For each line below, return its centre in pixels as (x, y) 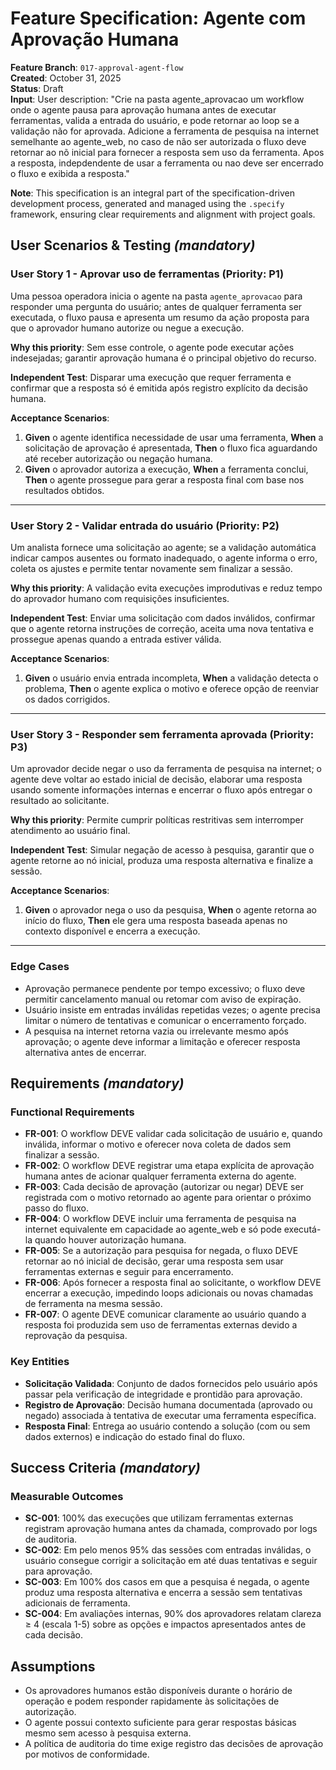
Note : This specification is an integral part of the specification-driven (152, 193)
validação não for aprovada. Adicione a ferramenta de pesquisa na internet (165, 131)
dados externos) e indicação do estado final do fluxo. (134, 1436)
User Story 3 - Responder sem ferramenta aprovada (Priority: (162, 734)
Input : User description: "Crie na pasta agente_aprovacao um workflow (157, 99)
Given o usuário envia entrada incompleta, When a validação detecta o (171, 678)
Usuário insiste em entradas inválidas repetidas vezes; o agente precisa (172, 1009)
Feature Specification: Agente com (158, 18)
